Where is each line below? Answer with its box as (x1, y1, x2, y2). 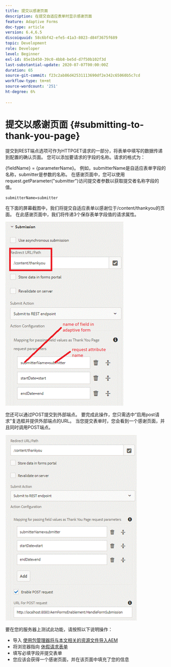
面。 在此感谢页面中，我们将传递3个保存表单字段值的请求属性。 (5, 211, 139, 217)
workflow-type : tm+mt (5, 78, 52, 84)
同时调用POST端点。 (9, 424, 54, 430)
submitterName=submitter (5, 195, 58, 201)
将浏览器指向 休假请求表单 (12, 643, 68, 650)
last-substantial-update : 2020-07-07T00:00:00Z (5, 62, 109, 68)
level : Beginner (5, 51, 40, 56)
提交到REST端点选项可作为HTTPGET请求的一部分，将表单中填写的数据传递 (5, 147, 163, 153)
